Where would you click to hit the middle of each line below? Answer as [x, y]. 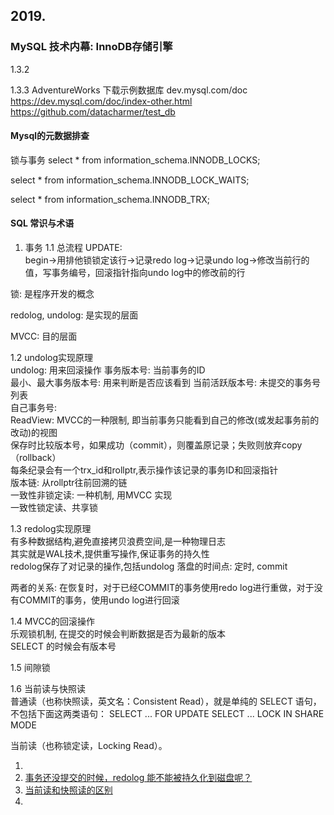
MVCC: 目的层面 [44, 336]
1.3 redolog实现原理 [51, 529]
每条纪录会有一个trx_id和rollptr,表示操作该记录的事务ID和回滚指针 [144, 470]
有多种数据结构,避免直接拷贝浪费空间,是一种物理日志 [118, 541]
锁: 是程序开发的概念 [52, 294]
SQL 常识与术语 [42, 223]
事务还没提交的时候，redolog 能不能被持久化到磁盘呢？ [138, 778]
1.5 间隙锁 [30, 668]
